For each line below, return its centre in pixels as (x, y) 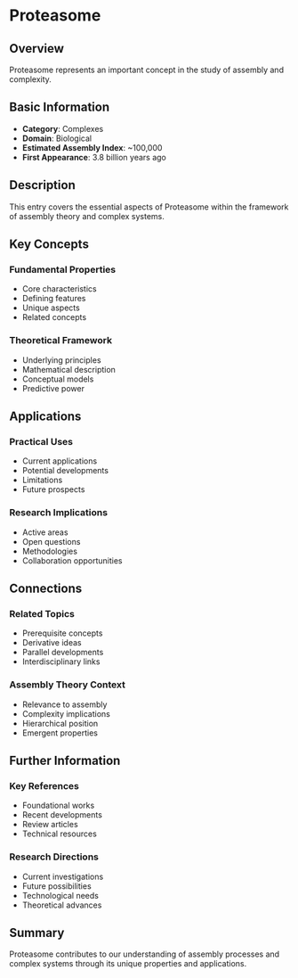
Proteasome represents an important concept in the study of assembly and (147, 70)
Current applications (60, 461)
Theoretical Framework (61, 341)
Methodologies (50, 551)
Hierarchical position (60, 723)
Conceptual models (58, 379)
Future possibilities (56, 886)
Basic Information (60, 107)
